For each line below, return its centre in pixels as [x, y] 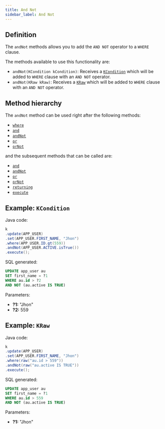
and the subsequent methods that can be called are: [59, 156]
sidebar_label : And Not [30, 15]
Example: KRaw [27, 326]
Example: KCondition [38, 208]
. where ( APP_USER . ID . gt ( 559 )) [35, 243]
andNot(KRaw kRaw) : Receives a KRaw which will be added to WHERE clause [86, 82]
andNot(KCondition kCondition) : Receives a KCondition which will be [83, 72]
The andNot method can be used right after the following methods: [73, 115]
